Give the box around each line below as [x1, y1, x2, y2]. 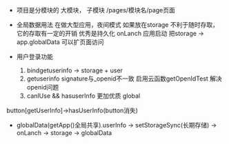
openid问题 [26, 83, 59, 91]
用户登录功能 [16, 52, 53, 61]
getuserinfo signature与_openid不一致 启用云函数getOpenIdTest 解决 [26, 74, 222, 83]
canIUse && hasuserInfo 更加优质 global [26, 92, 141, 100]
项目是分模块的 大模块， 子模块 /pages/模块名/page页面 [16, 6, 175, 14]
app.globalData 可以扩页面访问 [16, 38, 104, 46]
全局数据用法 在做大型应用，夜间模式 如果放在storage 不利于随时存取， [16, 21, 219, 29]
